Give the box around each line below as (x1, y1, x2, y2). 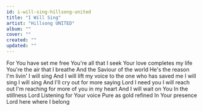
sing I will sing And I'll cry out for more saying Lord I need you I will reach (6, 78, 190, 86)
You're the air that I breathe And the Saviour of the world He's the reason (6, 66, 190, 73)
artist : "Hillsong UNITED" (6, 20, 75, 26)
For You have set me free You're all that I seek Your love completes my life (6, 59, 193, 67)
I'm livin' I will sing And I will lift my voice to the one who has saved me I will (6, 72, 196, 79)
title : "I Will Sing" (6, 15, 62, 21)
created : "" (6, 37, 37, 43)
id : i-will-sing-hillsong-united (6, 8, 91, 15)
